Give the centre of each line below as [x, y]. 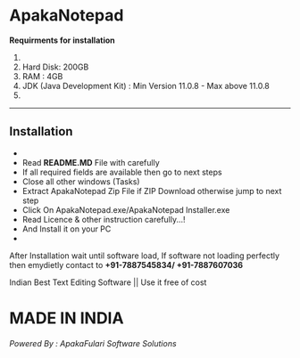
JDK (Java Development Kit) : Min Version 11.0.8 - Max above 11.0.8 [146, 85]
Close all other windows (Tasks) [81, 181]
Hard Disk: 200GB [55, 67]
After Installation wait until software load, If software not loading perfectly [144, 256]
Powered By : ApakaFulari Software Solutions [93, 343]
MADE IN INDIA [67, 318]
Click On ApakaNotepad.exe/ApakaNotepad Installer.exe [126, 209]
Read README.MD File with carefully [91, 162]
